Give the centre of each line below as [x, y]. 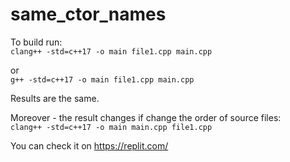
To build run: [36, 42]
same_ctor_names [88, 14]
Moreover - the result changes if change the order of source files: [146, 117]
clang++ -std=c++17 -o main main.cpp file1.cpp [111, 127]
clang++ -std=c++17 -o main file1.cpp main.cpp [111, 51]
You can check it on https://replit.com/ [89, 145]
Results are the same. [55, 98]
